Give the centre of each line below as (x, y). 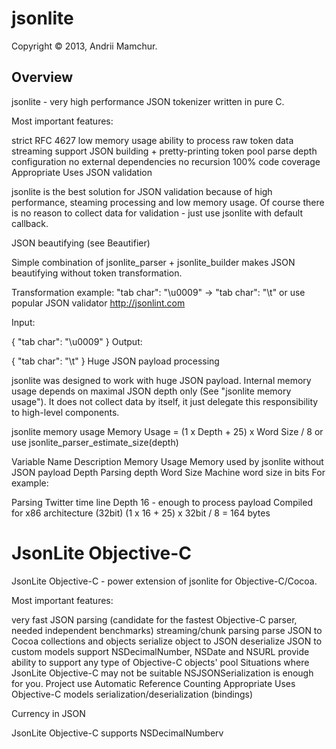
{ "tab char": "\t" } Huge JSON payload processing (115, 361)
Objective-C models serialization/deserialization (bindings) (132, 694)
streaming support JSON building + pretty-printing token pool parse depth (164, 151)
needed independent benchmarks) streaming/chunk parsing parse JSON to (167, 630)
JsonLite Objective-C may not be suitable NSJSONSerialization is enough (162, 673)
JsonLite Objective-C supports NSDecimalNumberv (117, 733)
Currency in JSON (48, 713)
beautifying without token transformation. (97, 273)
